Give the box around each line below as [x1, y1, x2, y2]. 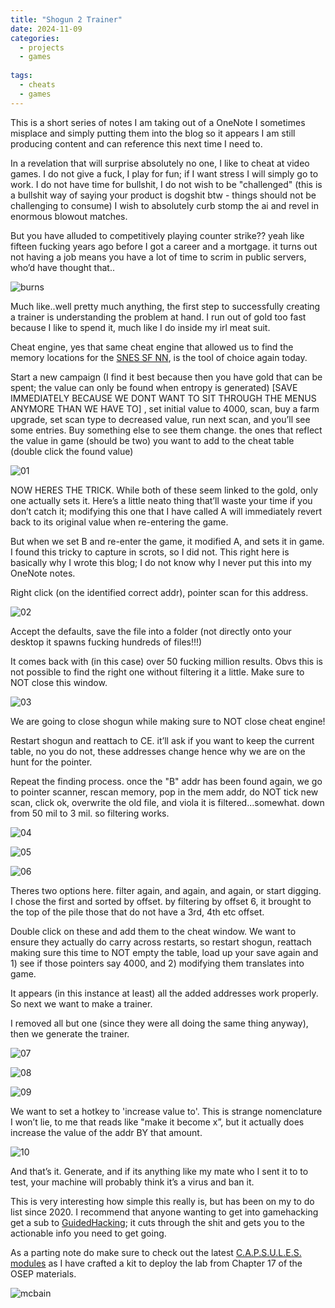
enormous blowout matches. [10, 210, 128, 222]
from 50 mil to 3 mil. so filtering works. [10, 807, 170, 819]
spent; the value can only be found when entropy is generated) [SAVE [10, 381, 298, 393]
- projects [19, 42, 65, 53]
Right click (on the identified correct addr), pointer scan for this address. [10, 586, 309, 598]
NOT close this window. [10, 676, 108, 688]
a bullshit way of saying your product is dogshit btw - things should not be [10, 189, 317, 201]
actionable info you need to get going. [10, 1227, 167, 1239]
